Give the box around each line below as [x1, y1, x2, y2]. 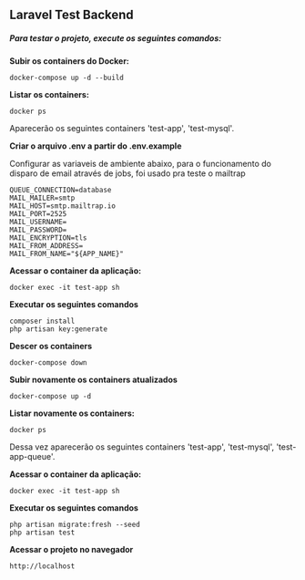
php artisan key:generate [9, 325, 107, 334]
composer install [9, 316, 76, 326]
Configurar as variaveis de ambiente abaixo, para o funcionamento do [9, 159, 271, 170]
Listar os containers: [9, 89, 89, 100]
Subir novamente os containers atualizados [9, 374, 178, 386]
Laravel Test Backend [9, 7, 134, 23]
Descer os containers [9, 341, 93, 352]
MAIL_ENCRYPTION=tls [9, 233, 88, 243]
